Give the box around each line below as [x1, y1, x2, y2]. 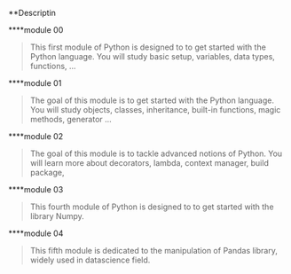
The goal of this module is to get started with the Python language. [29, 95, 274, 106]
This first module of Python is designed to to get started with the [29, 42, 267, 52]
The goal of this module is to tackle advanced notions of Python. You [29, 148, 283, 159]
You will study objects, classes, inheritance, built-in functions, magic [29, 105, 281, 114]
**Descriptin [8, 8, 57, 18]
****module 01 [8, 78, 62, 88]
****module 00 [8, 25, 64, 35]
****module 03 [8, 184, 64, 194]
